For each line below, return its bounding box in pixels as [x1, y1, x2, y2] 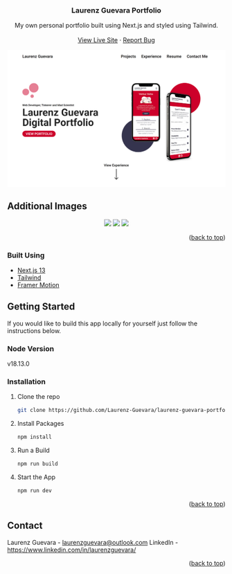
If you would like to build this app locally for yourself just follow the [7, 319, 198, 328]
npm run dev [17, 487, 52, 494]
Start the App [17, 473, 56, 481]
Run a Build [17, 446, 50, 455]
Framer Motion [17, 280, 60, 289]
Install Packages [17, 420, 64, 428]
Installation [7, 377, 46, 386]
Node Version [7, 343, 54, 353]
